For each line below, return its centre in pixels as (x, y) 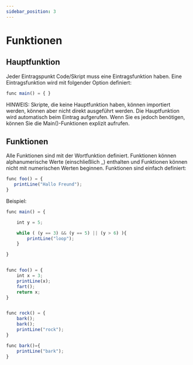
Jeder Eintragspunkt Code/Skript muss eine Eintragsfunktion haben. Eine (94, 76)
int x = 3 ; (30, 276)
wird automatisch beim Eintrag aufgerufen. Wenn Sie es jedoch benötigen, (96, 117)
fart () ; (26, 286)
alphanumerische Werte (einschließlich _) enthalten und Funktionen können (97, 162)
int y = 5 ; (30, 222)
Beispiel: (16, 201)
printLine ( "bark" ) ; (40, 351)
